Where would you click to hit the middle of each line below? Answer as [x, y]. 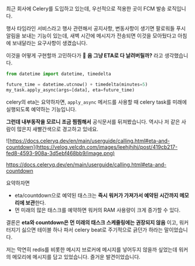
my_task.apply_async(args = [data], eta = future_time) [70, 90]
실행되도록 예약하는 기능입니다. [42, 109]
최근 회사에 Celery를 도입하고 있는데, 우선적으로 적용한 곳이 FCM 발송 [86, 8]
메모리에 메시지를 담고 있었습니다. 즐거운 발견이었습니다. [76, 257]
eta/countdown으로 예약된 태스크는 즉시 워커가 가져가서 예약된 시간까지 [96, 195]
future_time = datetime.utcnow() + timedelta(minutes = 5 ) [77, 84]
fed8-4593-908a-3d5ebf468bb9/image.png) [61, 153]
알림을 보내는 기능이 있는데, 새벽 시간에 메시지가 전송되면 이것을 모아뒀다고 [91, 36]
